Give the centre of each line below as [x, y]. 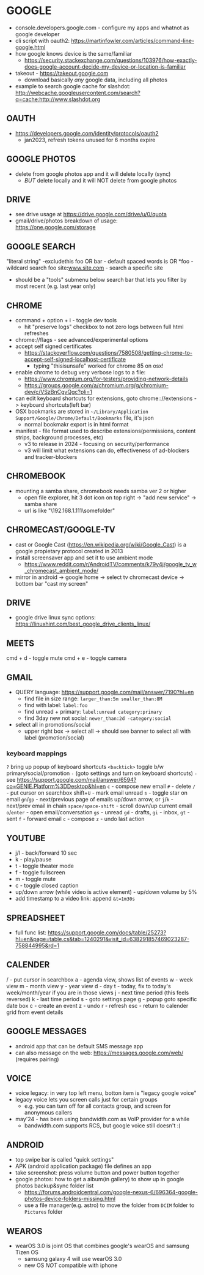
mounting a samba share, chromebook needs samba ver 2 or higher [100, 491]
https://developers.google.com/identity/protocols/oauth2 [87, 133]
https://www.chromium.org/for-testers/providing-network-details [106, 379]
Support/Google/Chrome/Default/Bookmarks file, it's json [84, 418]
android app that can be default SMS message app [79, 1046]
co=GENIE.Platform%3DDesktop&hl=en [56, 786]
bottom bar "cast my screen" [52, 583]
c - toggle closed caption [47, 885]
